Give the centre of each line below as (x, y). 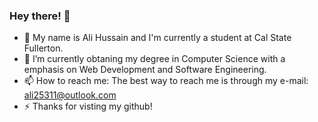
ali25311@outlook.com (70, 95)
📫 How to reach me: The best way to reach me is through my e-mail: (166, 81)
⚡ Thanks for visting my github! (88, 106)
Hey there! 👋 (40, 16)
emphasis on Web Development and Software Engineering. (145, 70)
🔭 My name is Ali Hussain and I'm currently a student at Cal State (157, 38)
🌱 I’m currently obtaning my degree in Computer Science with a (154, 59)
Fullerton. (43, 48)
